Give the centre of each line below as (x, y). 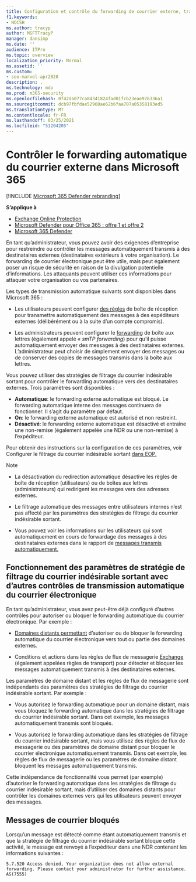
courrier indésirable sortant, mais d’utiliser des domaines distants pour (91, 789)
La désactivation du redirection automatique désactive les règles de (96, 476)
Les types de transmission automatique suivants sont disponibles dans (91, 291)
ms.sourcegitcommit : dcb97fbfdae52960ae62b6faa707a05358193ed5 (85, 104)
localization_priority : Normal (44, 60)
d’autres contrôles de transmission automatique (95, 586)
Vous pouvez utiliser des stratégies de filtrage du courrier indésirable (89, 375)
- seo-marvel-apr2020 (32, 77)
